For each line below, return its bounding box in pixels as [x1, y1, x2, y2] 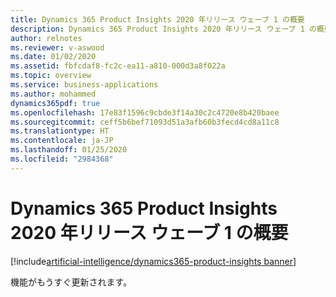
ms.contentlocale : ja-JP [10, 136, 114, 146]
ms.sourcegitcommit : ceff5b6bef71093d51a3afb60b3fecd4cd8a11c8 [10, 117, 280, 127]
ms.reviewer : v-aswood [10, 42, 105, 53]
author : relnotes [10, 33, 83, 43]
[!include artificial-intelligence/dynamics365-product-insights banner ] [10, 255, 297, 267]
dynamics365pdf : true [10, 98, 101, 108]
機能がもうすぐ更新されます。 [10, 276, 133, 288]
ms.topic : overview [10, 71, 92, 81]
